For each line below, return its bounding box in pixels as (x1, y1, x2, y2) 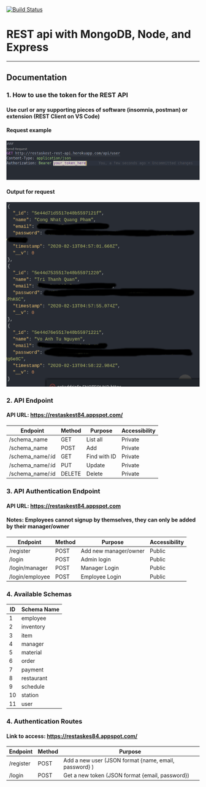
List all (86, 435, 103, 443)
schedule (21, 683, 45, 690)
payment (21, 666, 44, 673)
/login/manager (9, 564, 48, 572)
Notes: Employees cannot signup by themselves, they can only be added (6, 516, 196, 524)
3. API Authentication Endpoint (6, 487, 101, 496)
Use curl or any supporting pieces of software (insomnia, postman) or (6, 106, 188, 113)
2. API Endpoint (6, 396, 53, 405)
